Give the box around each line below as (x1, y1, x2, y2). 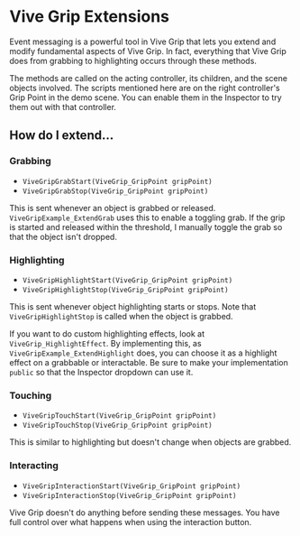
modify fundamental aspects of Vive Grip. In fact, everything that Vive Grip (9, 45, 286, 56)
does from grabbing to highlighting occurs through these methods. (9, 55, 257, 66)
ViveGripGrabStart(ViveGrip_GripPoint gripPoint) (22, 177, 214, 186)
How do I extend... (9, 128, 114, 143)
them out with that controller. (9, 101, 117, 112)
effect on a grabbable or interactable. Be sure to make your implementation (9, 356, 288, 367)
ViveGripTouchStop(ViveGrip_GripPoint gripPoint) (22, 421, 214, 430)
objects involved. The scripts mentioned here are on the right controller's (9, 82, 281, 93)
